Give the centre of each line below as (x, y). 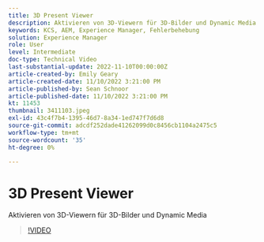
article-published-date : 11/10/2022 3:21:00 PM (88, 96)
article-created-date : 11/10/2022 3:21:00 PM (84, 81)
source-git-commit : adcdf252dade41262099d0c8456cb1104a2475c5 (113, 125)
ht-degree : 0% (32, 147)
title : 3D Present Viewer (51, 15)
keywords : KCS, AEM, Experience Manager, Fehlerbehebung (104, 30)
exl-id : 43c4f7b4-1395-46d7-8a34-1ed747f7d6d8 (86, 118)
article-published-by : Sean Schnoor (68, 89)
